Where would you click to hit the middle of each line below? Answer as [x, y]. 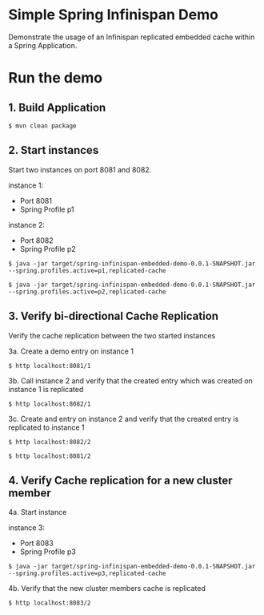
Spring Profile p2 [48, 249]
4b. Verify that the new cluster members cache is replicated [107, 589]
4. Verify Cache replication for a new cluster [120, 480]
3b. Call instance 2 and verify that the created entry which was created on [131, 380]
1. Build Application [57, 107]
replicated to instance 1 [47, 427]
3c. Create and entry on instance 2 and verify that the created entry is [124, 419]
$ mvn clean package [43, 126]
